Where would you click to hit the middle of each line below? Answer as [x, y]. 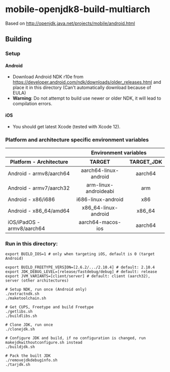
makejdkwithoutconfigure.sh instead [44, 343]
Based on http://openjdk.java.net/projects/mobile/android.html [70, 23]
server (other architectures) [37, 281]
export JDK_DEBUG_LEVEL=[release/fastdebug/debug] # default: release [81, 272]
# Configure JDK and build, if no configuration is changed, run [75, 338]
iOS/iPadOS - [24, 222]
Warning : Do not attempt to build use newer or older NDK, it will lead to [87, 98]
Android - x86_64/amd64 [39, 211]
